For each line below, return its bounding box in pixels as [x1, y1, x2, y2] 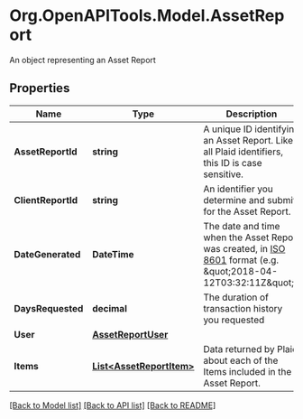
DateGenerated [14, 247, 81, 260]
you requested [202, 313, 265, 326]
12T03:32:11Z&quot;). [202, 276, 300, 289]
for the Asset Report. [202, 205, 291, 218]
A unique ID [202, 123, 252, 135]
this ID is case [202, 156, 263, 169]
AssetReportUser [91, 328, 169, 340]
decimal [91, 302, 128, 314]
